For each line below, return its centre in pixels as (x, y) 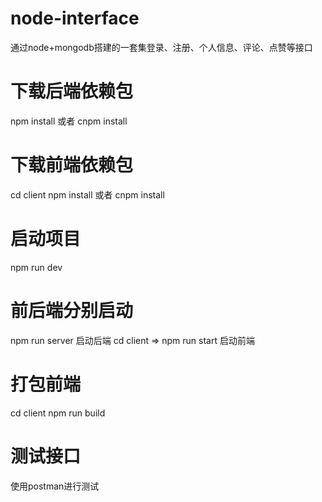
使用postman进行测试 (55, 486)
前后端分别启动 (72, 310)
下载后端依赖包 (72, 91)
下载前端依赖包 (72, 165)
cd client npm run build (58, 413)
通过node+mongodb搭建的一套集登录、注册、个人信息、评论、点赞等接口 (161, 47)
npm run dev (36, 267)
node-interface (75, 18)
